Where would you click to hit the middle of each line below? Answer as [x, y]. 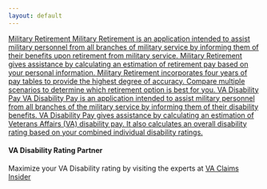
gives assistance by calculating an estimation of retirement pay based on [129, 64]
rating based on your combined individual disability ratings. [106, 132]
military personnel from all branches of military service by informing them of [134, 47]
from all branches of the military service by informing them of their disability [133, 107]
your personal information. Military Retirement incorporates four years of [128, 72]
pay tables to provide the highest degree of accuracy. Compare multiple [127, 81]
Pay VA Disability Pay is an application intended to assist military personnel [132, 98]
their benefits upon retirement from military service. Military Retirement [125, 55]
